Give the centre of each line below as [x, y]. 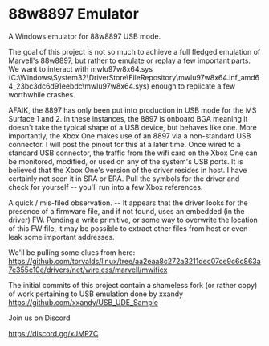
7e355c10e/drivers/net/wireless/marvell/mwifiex [88, 270]
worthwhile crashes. [42, 94]
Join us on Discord [39, 318]
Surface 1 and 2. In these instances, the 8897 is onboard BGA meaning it [128, 118]
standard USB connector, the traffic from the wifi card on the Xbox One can [133, 153]
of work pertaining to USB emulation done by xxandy [96, 294]
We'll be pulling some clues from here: [72, 252]
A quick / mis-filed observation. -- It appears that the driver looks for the [128, 203]
